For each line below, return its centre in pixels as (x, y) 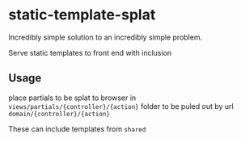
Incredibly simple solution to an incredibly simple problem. (106, 37)
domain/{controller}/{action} (59, 114)
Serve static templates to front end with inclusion (90, 52)
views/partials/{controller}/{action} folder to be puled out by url (121, 106)
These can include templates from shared (77, 129)
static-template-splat (82, 15)
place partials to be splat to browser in (72, 98)
